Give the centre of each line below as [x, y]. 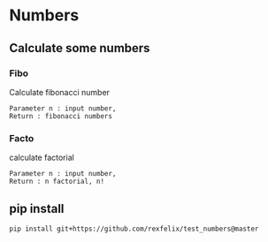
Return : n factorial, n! [57, 182]
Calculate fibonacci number [60, 92]
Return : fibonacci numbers [61, 116]
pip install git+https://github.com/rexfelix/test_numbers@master [134, 229]
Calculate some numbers [80, 48]
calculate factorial [42, 158]
